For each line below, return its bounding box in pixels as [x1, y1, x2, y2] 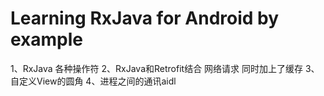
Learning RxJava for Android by [10, 7, 280, 30]
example [10, 28, 84, 51]
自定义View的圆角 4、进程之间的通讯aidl [10, 75, 177, 87]
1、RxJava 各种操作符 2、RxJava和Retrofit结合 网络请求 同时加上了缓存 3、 [10, 62, 320, 74]
